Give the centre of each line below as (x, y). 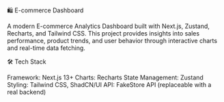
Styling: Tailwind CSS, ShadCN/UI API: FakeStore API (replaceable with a (109, 85)
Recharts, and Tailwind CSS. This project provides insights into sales (103, 33)
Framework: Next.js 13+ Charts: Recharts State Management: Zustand (105, 77)
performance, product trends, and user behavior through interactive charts (112, 41)
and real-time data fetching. (46, 48)
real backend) (27, 92)
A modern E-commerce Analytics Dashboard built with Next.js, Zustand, (109, 26)
